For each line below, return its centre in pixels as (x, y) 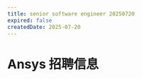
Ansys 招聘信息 (53, 64)
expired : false (30, 20)
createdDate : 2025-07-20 (44, 27)
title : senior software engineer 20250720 (71, 14)
